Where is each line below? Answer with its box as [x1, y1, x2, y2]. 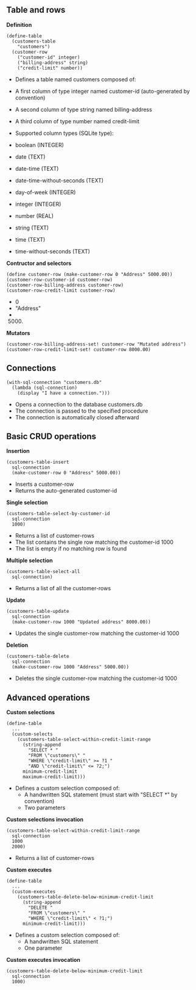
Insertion [6, 447, 30, 455]
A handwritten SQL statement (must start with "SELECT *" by [24, 791, 178, 798]
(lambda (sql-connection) [12, 385, 78, 391]
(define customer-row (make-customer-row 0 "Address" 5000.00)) [6, 271, 173, 277]
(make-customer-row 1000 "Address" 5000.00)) [12, 664, 130, 670]
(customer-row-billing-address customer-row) [6, 282, 124, 288]
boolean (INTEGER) [15, 141, 64, 148]
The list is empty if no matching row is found [15, 545, 127, 552]
